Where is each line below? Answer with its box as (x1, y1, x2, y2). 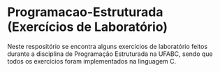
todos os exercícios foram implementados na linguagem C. (7, 57, 177, 65)
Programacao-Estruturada (7, 4, 163, 20)
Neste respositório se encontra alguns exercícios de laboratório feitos (7, 42, 208, 50)
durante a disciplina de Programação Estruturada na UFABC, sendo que (7, 50, 213, 58)
